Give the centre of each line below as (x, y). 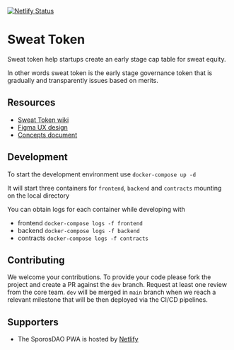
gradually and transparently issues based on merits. (83, 80)
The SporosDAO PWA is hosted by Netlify (78, 339)
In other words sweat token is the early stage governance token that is (110, 73)
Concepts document (47, 135)
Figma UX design (43, 127)
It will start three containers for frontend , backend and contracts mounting (115, 188)
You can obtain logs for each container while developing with (96, 209)
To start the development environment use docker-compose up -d (102, 174)
